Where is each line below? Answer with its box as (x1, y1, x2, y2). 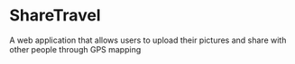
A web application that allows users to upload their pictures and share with (9, 35, 287, 45)
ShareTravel (9, 5, 101, 26)
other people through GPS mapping (9, 44, 142, 54)
